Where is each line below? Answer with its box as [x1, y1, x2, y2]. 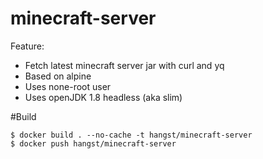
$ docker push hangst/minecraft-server [10, 138, 177, 149]
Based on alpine [24, 70, 92, 82]
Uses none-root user [24, 80, 112, 92]
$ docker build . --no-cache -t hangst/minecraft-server [10, 130, 253, 140]
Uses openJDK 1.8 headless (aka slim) [24, 91, 183, 103]
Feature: [10, 40, 45, 52]
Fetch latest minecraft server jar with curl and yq [24, 59, 225, 71]
